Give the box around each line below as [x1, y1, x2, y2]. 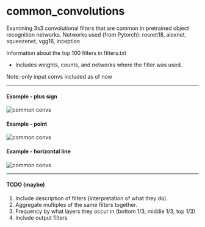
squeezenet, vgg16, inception [6, 37, 81, 45]
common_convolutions [6, 4, 125, 18]
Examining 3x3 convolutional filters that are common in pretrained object [6, 24, 189, 32]
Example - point [6, 120, 48, 128]
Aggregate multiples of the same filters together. [15, 201, 137, 208]
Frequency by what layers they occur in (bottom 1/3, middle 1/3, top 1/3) [15, 207, 196, 215]
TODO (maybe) [6, 181, 45, 189]
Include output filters [15, 214, 68, 221]
